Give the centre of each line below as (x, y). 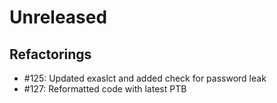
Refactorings (50, 54)
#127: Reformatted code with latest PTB (105, 89)
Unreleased (58, 17)
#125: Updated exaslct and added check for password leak (145, 78)
